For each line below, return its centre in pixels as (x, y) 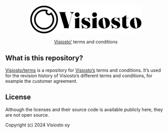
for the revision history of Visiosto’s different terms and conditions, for (79, 76)
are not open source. (27, 115)
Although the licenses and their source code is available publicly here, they (84, 109)
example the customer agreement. (41, 81)
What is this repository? (44, 58)
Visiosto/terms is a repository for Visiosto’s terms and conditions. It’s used (83, 70)
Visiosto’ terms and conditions (86, 42)
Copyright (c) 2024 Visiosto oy (38, 125)
